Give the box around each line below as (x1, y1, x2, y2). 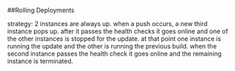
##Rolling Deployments (7, 6, 75, 14)
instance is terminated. (7, 57, 74, 65)
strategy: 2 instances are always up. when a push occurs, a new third (7, 20, 208, 27)
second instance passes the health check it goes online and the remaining (7, 49, 222, 58)
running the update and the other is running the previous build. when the (7, 42, 217, 50)
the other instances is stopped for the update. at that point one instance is (7, 34, 222, 43)
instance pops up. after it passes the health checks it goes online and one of (7, 27, 229, 35)
